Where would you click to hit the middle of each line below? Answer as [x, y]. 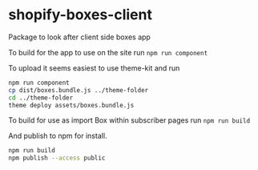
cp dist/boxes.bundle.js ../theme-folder [79, 90]
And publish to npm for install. [58, 136]
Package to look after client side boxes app [79, 37]
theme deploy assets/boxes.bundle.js [71, 105]
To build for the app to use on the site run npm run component [108, 52]
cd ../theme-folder [41, 98]
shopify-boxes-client [80, 15]
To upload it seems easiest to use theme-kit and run [94, 68]
